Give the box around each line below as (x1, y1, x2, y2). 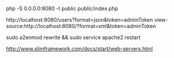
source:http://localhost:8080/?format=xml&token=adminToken (6, 23, 156, 29)
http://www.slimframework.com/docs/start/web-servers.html (6, 45, 153, 52)
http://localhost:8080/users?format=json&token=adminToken (6, 16, 154, 23)
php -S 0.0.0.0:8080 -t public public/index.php (6, 5, 119, 12)
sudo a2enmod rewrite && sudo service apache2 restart (6, 34, 141, 40)
